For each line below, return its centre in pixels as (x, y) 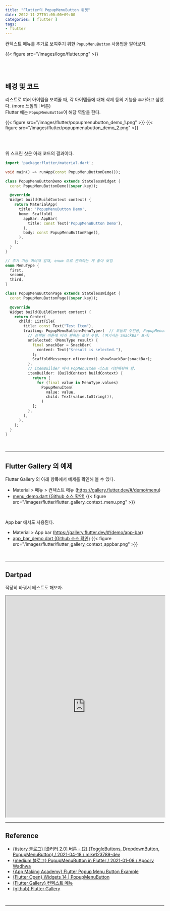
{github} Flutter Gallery (36, 888)
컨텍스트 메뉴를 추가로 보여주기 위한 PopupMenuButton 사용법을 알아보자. (76, 44)
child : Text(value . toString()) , (80, 397)
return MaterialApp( (36, 205)
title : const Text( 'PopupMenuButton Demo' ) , (75, 223)
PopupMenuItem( (57, 387)
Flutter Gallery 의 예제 (39, 466)
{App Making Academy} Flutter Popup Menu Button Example (75, 871)
